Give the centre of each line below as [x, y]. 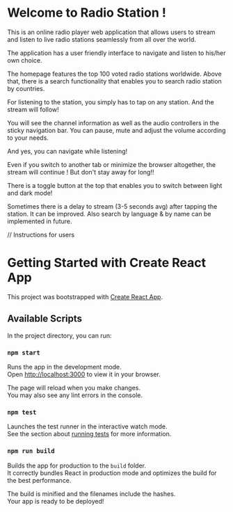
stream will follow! [33, 109]
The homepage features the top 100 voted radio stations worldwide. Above [114, 74]
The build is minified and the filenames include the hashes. [91, 494]
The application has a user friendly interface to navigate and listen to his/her [116, 53]
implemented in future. [40, 221]
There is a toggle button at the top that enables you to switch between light [115, 185]
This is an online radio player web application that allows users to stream [111, 32]
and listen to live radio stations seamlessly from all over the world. [102, 39]
